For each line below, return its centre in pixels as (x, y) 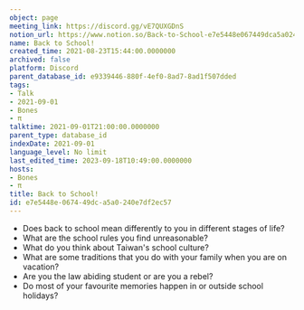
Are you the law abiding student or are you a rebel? (118, 276)
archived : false (40, 60)
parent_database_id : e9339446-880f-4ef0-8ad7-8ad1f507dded (123, 77)
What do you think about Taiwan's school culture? (116, 247)
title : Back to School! (54, 194)
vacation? (41, 267)
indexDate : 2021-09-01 (52, 144)
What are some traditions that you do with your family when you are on (155, 257)
